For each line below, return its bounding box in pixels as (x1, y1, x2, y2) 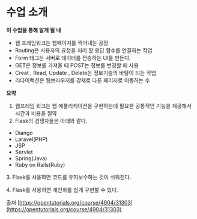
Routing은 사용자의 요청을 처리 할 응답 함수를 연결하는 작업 (14, 46, 153, 54)
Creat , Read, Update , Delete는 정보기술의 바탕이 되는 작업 (14, 69, 156, 76)
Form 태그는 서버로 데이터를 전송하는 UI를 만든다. (14, 54, 131, 61)
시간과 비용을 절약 (14, 109, 57, 117)
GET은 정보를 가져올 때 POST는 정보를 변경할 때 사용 (14, 61, 139, 69)
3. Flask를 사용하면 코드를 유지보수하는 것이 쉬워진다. (6, 173, 132, 181)
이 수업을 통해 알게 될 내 (6, 26, 61, 34)
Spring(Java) (14, 154, 47, 162)
